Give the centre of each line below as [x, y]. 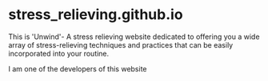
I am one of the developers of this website [78, 68]
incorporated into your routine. [59, 53]
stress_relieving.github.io [96, 15]
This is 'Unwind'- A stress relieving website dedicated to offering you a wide [134, 37]
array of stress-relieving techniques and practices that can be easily [121, 44]
